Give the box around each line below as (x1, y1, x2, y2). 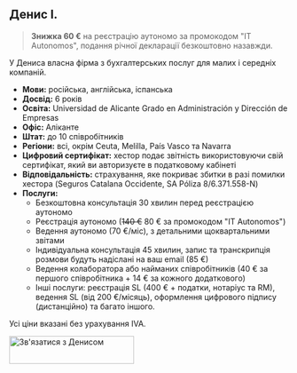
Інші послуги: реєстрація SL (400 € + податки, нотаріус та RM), (35, 282, 276, 292)
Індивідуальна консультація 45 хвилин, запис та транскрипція (35, 244, 270, 255)
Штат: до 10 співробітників (21, 131, 124, 141)
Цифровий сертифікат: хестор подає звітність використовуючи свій (21, 150, 284, 161)
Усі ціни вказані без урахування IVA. (9, 318, 146, 329)
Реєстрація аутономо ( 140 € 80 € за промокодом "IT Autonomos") (35, 216, 286, 226)
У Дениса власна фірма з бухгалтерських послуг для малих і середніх (9, 57, 277, 67)
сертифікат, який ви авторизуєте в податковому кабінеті (21, 159, 237, 170)
